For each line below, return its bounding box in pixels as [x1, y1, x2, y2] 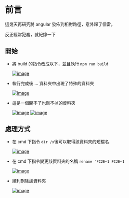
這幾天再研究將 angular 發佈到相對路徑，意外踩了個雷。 [5, 21, 116, 27]
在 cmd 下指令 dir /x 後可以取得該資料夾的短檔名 [12, 139, 109, 144]
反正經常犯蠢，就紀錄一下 [5, 31, 56, 37]
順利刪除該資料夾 [12, 178, 46, 184]
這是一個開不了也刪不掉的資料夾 [12, 100, 76, 106]
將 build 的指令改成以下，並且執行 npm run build [12, 61, 108, 67]
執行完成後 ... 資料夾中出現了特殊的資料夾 [12, 80, 94, 86]
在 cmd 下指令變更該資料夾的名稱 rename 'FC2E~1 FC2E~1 [12, 158, 125, 164]
